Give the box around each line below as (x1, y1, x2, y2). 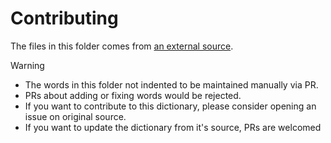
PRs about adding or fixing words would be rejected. (24, 89, 242, 101)
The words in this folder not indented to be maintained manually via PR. (24, 78, 319, 91)
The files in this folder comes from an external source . (10, 40, 234, 52)
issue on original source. (24, 110, 127, 122)
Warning (10, 59, 45, 71)
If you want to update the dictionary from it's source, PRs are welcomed (24, 121, 322, 133)
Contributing (10, 7, 119, 30)
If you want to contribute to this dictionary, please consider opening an (24, 100, 317, 112)
